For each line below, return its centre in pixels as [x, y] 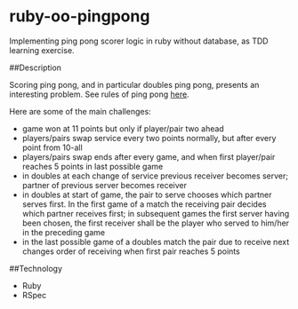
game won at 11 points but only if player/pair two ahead [123, 128]
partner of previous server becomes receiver [105, 185]
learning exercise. [42, 50]
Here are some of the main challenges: [80, 111]
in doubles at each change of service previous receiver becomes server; [155, 176]
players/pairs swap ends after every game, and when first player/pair [149, 156]
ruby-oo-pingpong [80, 16]
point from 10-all [52, 147]
